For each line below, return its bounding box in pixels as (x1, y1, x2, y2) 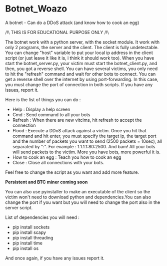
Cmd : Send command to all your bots (12, 111, 90, 118)
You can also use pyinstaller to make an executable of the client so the (5, 188, 150, 194)
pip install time (12, 240, 42, 246)
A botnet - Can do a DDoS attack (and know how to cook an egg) (5, 20, 139, 26)
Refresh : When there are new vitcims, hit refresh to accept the (12, 117, 142, 123)
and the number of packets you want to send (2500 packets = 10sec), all (12, 138, 162, 144)
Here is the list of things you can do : (5, 96, 81, 103)
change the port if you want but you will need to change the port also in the (5, 199, 160, 205)
